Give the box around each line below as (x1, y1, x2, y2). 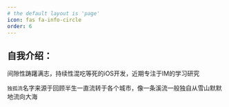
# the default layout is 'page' (7, 10, 100, 17)
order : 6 (7, 23, 32, 29)
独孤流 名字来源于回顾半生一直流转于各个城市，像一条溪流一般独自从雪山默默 (7, 84, 222, 93)
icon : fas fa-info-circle (7, 16, 81, 23)
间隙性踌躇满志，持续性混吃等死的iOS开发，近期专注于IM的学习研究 (7, 69, 200, 78)
